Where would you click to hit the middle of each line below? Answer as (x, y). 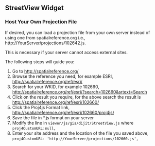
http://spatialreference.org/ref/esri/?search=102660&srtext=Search (79, 91)
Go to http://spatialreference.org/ (45, 71)
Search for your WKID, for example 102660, (56, 87)
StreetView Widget (34, 8)
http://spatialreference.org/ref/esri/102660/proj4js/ (63, 112)
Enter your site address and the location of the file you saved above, (80, 133)
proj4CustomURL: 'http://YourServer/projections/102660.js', (75, 139)
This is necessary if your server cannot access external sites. (66, 52)
